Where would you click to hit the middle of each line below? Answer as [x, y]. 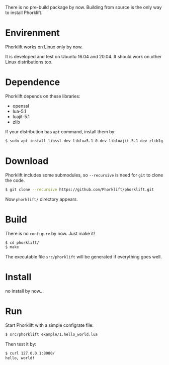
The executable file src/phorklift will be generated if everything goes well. [83, 257]
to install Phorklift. [24, 13]
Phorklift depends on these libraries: [43, 96]
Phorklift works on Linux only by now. [44, 47]
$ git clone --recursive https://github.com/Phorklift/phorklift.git [80, 190]
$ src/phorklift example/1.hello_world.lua [52, 335]
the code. [15, 180]
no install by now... [24, 291]
